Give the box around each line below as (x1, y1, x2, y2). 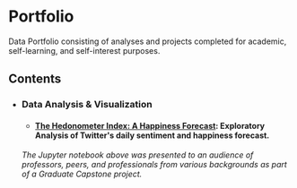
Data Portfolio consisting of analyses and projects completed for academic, (8, 36, 287, 47)
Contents (8, 72, 62, 87)
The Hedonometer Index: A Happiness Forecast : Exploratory (34, 120, 266, 131)
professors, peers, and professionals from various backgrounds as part (21, 159, 288, 170)
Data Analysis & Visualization (21, 98, 153, 111)
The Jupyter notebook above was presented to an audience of (21, 150, 254, 160)
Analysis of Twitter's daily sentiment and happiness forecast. (34, 130, 270, 141)
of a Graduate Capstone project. (21, 168, 143, 180)
